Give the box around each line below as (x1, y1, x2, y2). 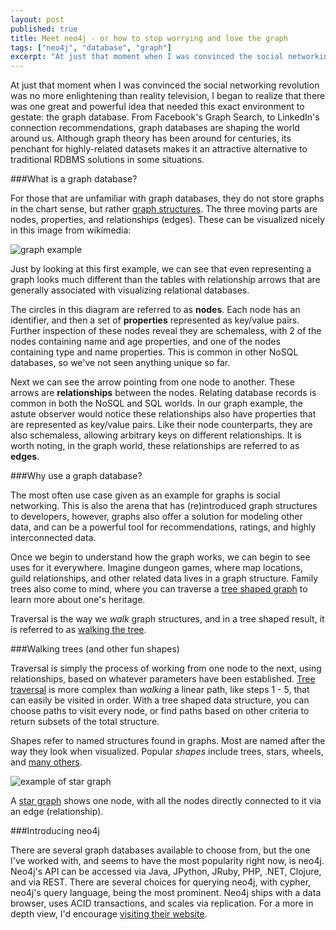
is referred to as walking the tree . (10, 624, 147, 636)
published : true (10, 24, 78, 34)
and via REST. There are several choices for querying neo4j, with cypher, (10, 876, 312, 888)
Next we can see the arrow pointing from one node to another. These (10, 376, 295, 388)
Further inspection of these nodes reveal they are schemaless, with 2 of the (10, 325, 322, 337)
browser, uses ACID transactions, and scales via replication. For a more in (10, 897, 314, 910)
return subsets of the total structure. (10, 716, 160, 728)
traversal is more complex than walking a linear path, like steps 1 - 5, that (10, 684, 310, 696)
